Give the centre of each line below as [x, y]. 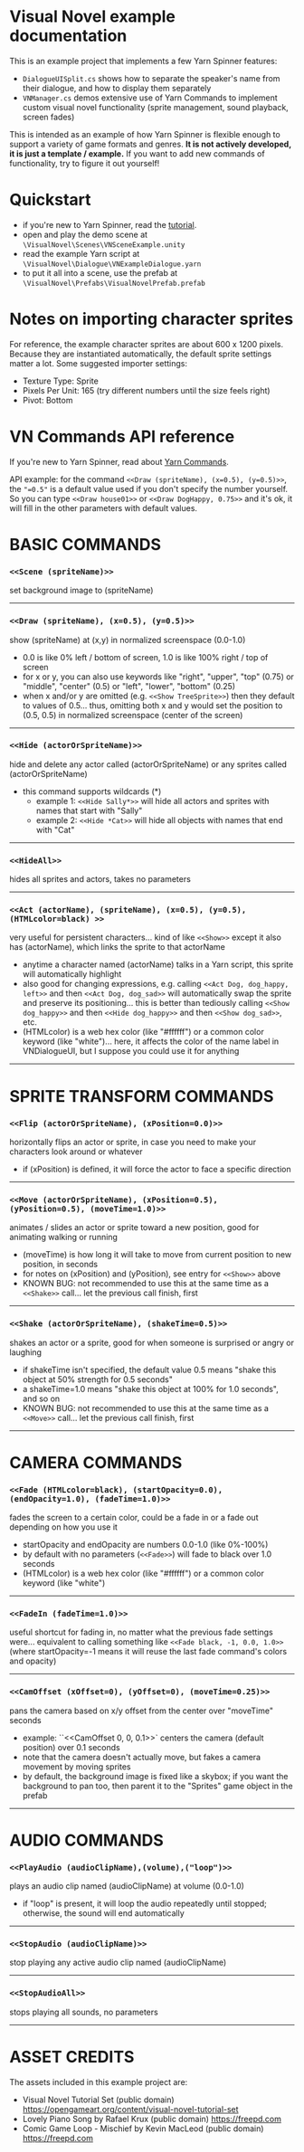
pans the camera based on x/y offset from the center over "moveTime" [142, 1711]
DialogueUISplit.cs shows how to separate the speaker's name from [151, 78]
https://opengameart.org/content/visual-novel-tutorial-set [130, 2109]
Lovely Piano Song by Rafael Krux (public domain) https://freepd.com [152, 2119]
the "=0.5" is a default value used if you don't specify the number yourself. [148, 488]
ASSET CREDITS [72, 2057]
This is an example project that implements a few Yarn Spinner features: [143, 61]
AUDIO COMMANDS [87, 1840]
